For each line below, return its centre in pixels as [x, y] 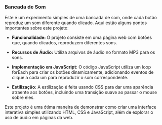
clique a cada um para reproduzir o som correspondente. [70, 78]
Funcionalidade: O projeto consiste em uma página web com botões [82, 37]
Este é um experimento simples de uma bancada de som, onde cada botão [81, 18]
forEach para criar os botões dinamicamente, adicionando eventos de [83, 72]
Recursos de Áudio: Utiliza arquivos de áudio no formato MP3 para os [83, 52]
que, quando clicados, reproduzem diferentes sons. [64, 43]
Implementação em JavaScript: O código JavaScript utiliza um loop [81, 67]
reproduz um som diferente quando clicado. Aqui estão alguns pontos [76, 23]
